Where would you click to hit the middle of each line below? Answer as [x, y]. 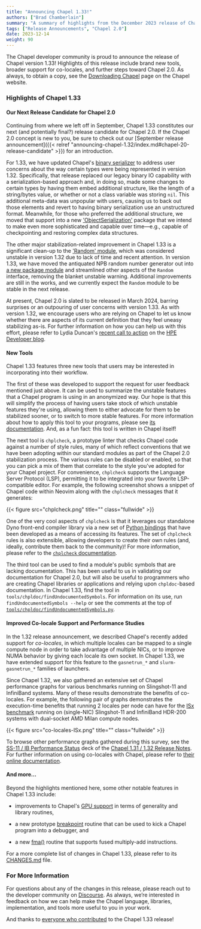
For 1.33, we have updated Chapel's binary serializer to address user [91, 163]
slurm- [168, 662]
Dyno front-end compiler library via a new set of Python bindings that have [98, 528]
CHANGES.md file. [29, 860]
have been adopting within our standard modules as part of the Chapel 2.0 [98, 453]
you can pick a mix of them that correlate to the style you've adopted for [95, 466]
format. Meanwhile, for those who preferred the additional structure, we [95, 214]
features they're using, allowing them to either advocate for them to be [93, 410]
